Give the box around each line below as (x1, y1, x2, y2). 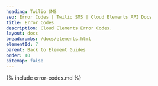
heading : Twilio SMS (6, 8, 57, 15)
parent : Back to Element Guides (6, 47, 86, 53)
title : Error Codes (6, 19, 54, 25)
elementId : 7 (6, 42, 38, 48)
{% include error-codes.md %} (6, 74, 82, 81)
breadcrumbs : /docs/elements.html (6, 36, 92, 42)
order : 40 (6, 52, 31, 58)
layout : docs (6, 31, 38, 37)
